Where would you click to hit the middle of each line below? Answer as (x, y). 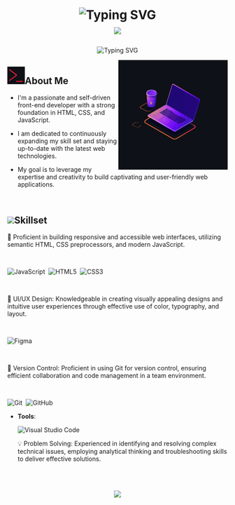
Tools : (27, 417)
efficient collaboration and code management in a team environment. (107, 376)
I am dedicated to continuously (62, 134)
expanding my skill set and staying (67, 141)
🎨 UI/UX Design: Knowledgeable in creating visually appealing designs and (115, 299)
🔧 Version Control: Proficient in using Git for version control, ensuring (107, 368)
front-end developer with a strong (66, 105)
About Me (47, 81)
